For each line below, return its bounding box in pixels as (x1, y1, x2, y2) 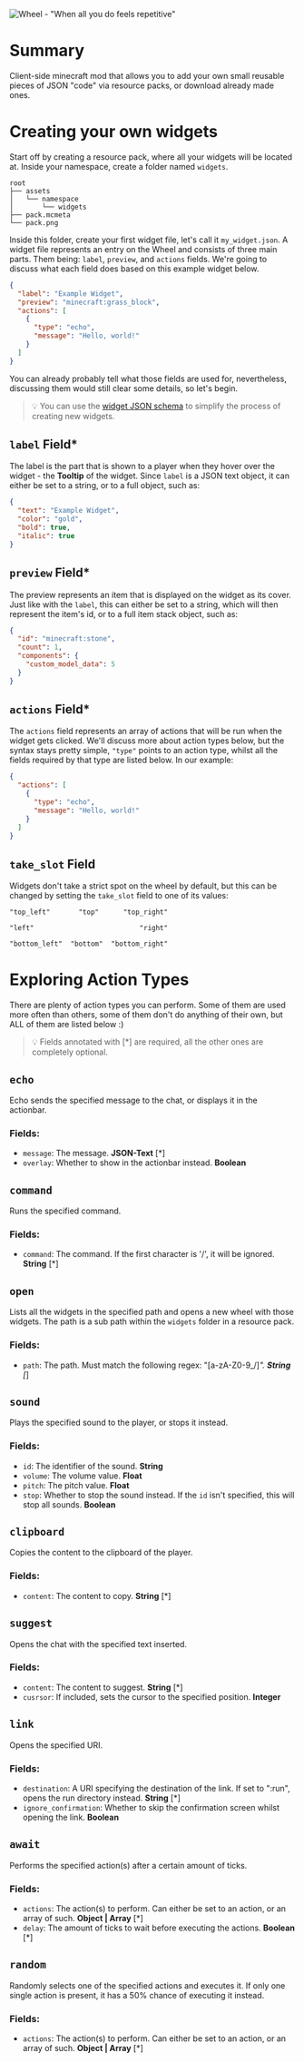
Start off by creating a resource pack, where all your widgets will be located (9, 151, 293, 162)
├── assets (9, 186, 51, 195)
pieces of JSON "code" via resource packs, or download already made (9, 80, 275, 91)
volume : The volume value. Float (22, 1470, 142, 1481)
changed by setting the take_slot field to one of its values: (9, 890, 229, 901)
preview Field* (9, 565, 91, 581)
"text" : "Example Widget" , (17, 506, 120, 515)
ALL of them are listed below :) (9, 1019, 124, 1030)
